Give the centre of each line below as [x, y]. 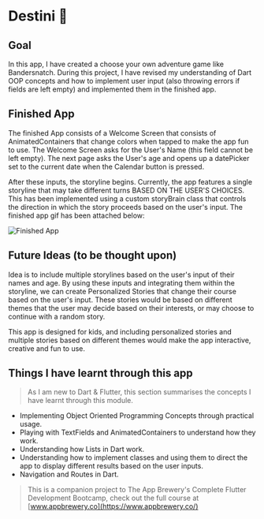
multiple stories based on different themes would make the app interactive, [130, 340]
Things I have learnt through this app [100, 373]
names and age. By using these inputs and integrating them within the [121, 282]
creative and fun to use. [46, 348]
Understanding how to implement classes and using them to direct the [134, 457]
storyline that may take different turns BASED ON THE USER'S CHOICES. [126, 190]
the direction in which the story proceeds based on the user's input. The [125, 207]
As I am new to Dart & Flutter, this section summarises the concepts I [139, 392]
